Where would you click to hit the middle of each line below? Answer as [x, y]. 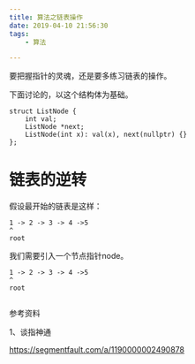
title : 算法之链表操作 [46, 17]
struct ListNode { [43, 111]
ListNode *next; [55, 127]
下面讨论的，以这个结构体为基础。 [71, 95]
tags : [19, 34]
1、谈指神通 [30, 332]
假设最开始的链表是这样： [56, 206]
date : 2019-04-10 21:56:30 [59, 26]
